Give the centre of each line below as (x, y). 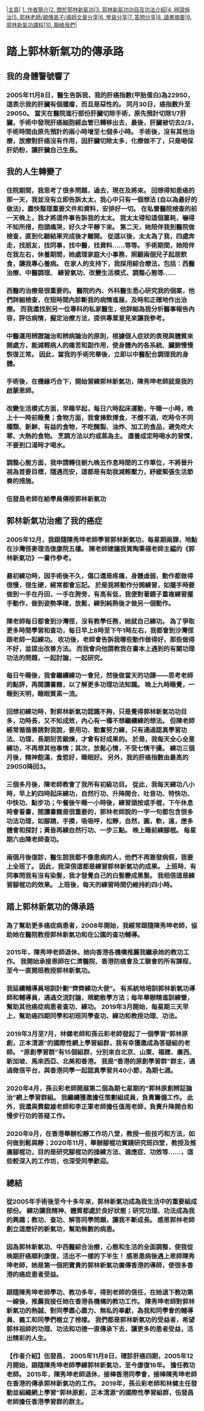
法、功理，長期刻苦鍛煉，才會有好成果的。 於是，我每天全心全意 (100, 739)
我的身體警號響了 (38, 76)
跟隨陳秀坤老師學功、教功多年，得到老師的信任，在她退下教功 (97, 1293)
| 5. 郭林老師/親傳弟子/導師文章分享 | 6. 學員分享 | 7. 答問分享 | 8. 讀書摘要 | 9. (102, 17)
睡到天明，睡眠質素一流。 (44, 694)
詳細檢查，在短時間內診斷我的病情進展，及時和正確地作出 (97, 300)
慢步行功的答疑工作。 (37, 1116)
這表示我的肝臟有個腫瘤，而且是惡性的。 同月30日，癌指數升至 (98, 104)
